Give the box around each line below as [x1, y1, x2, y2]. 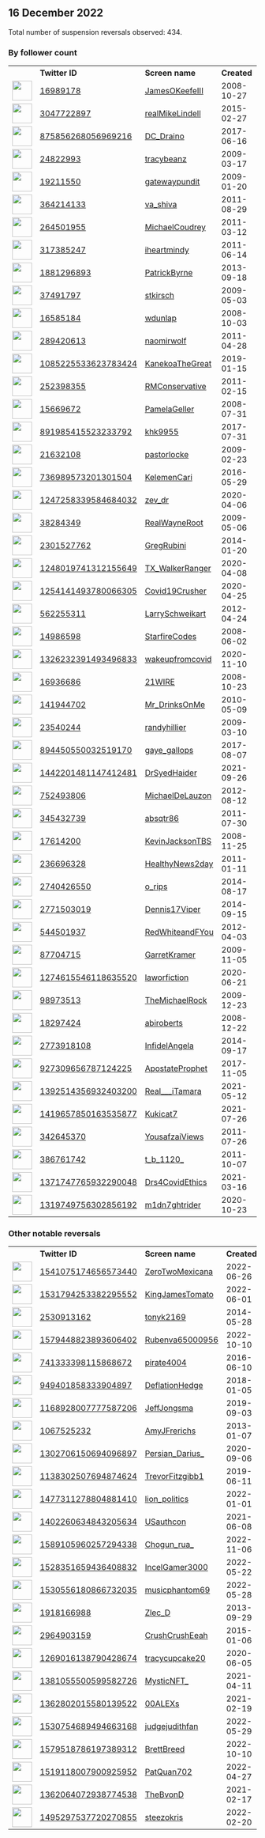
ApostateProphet [144, 1063, 208, 1074]
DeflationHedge [144, 1380, 203, 1391]
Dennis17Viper [144, 904, 201, 915]
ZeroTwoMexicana [144, 1266, 214, 1277]
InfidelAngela [144, 1040, 195, 1051]
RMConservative [144, 381, 207, 392]
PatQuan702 [144, 1767, 192, 1778]
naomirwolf [144, 335, 187, 346]
